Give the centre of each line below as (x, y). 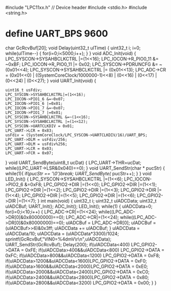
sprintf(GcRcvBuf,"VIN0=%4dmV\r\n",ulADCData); (58, 239)
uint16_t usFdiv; (24, 90)
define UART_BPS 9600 (57, 34)
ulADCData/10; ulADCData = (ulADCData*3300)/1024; (62, 233)
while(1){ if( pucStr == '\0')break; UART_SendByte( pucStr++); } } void (79, 173)
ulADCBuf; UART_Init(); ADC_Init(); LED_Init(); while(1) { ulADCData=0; (79, 206)
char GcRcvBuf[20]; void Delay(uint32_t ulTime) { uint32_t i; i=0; (73, 48)
